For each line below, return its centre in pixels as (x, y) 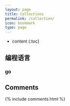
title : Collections (24, 14)
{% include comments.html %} (35, 99)
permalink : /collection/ (30, 18)
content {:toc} (26, 41)
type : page (16, 28)
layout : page (18, 9)
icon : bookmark (20, 23)
